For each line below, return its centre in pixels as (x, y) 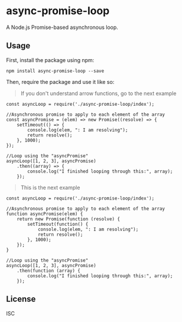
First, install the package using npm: (50, 60)
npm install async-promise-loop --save (55, 71)
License (21, 299)
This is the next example (50, 187)
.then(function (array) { (49, 271)
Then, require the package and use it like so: (60, 82)
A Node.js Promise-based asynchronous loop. (62, 27)
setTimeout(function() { (58, 224)
